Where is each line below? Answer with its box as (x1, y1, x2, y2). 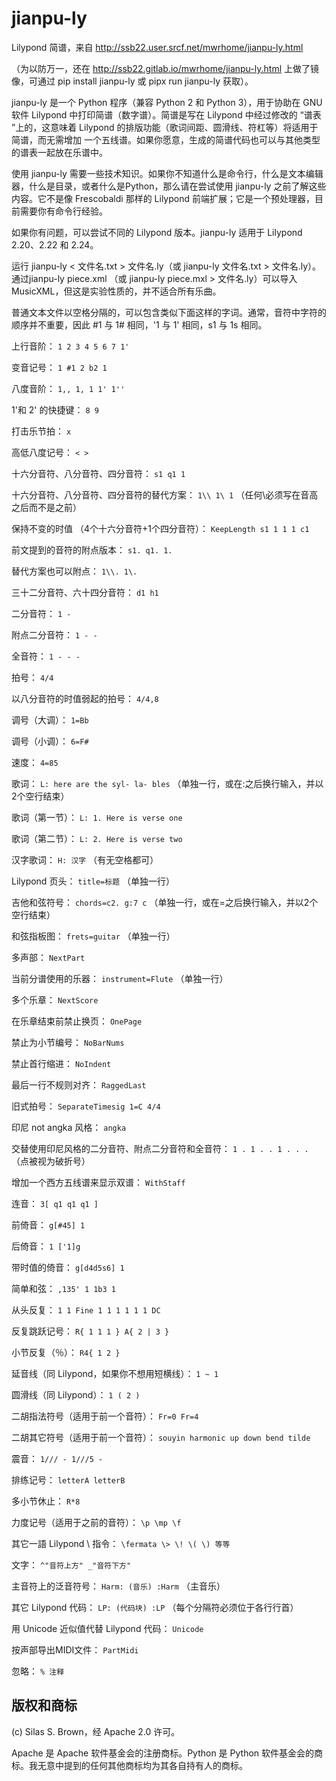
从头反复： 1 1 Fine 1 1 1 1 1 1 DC (11, 1303, 161, 1316)
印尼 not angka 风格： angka (11, 1121, 127, 1133)
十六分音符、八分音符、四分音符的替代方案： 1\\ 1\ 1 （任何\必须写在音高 (11, 488, 319, 501)
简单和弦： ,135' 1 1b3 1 (11, 1282, 117, 1294)
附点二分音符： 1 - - (11, 628, 98, 641)
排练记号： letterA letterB (11, 1473, 126, 1486)
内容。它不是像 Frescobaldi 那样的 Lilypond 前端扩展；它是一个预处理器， (11, 192, 315, 204)
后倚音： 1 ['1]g (11, 1240, 81, 1252)
